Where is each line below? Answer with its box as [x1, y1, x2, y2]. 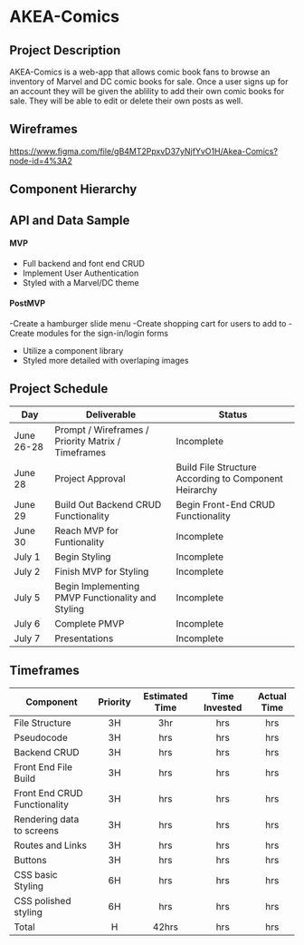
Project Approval [54, 472, 126, 484]
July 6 [14, 617, 41, 629]
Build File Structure [176, 461, 257, 473]
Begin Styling [54, 550, 111, 563]
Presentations [54, 632, 114, 645]
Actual [257, 689, 287, 702]
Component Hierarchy [9, 181, 138, 197]
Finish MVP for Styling [54, 565, 149, 578]
